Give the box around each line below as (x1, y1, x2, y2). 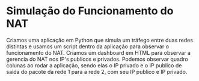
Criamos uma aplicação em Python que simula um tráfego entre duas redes (6, 36, 194, 43)
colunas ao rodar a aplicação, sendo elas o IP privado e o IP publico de (6, 61, 182, 69)
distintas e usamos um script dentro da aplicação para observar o (6, 43, 170, 50)
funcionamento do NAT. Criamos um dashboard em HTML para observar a (6, 49, 191, 56)
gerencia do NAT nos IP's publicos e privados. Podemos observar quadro (6, 55, 188, 63)
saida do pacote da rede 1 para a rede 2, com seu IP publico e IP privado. (6, 68, 188, 75)
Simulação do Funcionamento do (6, 4, 174, 18)
